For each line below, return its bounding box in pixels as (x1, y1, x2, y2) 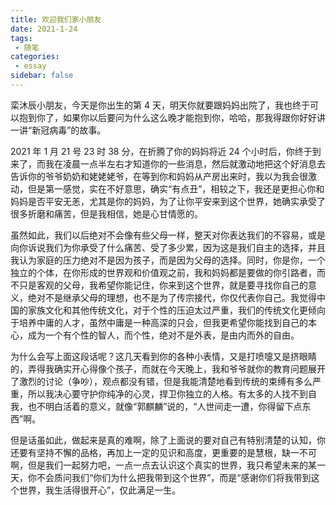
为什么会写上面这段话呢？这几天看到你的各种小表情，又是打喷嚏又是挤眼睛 (10, 350, 317, 362)
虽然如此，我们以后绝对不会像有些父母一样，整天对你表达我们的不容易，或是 (10, 229, 326, 241)
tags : (10, 33, 33, 43)
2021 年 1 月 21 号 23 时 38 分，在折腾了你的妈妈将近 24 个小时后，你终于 (10, 145, 313, 157)
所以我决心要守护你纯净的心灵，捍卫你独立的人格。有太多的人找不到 (27, 387, 308, 400)
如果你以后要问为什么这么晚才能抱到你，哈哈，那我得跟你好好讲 (62, 111, 326, 123)
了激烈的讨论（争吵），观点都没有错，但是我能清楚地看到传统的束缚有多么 (10, 375, 313, 387)
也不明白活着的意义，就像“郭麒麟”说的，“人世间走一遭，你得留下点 (27, 400, 303, 412)
